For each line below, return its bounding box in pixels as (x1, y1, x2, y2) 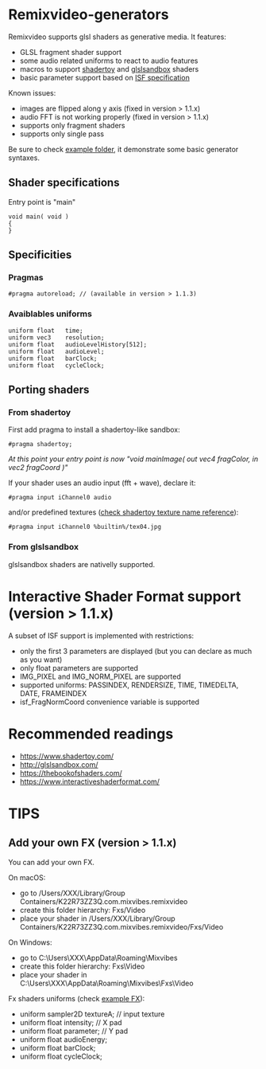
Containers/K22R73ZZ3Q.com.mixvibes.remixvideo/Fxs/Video (19, 922, 224, 931)
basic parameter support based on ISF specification (19, 72, 191, 82)
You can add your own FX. (8, 857, 95, 867)
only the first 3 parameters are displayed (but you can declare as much (19, 646, 253, 656)
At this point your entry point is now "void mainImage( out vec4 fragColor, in (8, 454, 259, 464)
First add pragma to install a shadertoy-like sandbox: (8, 425, 180, 435)
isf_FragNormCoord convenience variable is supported (19, 697, 200, 707)
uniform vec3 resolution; (8, 333, 105, 342)
